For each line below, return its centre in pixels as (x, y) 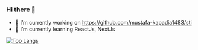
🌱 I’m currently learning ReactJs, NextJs (65, 29)
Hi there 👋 (21, 10)
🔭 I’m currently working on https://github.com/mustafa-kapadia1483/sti (103, 23)
